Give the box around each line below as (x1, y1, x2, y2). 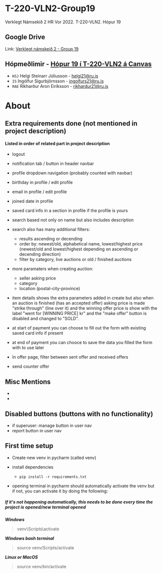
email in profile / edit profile (12, 189, 67, 195)
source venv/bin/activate (16, 563, 67, 569)
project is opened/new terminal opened (5, 504, 86, 510)
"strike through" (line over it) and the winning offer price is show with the (12, 305, 158, 311)
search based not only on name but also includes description (12, 217, 134, 223)
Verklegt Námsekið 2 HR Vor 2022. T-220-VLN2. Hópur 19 (5, 19, 121, 25)
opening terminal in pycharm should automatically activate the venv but (12, 483, 155, 489)
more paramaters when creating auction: (12, 266, 93, 272)
